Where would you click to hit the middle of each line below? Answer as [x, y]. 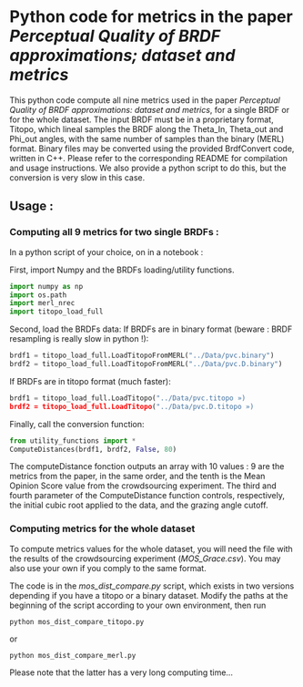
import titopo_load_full [56, 312]
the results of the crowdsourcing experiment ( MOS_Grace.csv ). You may [145, 559]
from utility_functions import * [73, 441]
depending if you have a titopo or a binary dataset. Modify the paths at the [149, 595]
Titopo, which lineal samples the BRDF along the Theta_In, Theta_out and [146, 128]
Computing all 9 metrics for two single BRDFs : [114, 232]
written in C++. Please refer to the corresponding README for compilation [149, 158]
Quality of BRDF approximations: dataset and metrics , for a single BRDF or [149, 109]
